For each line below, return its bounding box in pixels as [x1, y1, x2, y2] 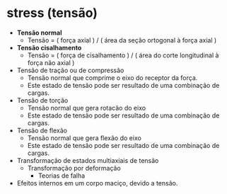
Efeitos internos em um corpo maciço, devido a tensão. [16, 178, 178, 187]
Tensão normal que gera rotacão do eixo [27, 103, 146, 112]
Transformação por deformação [27, 164, 121, 172]
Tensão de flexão [16, 126, 68, 135]
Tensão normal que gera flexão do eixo [27, 133, 142, 142]
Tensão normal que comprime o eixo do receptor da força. [27, 73, 198, 82]
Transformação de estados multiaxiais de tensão [16, 156, 159, 164]
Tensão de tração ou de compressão [16, 66, 124, 74]
